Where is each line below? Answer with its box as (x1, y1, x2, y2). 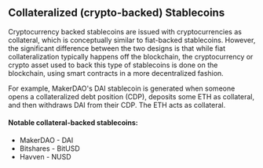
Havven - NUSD (19, 152, 72, 162)
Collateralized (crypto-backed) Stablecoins (8, 6, 225, 20)
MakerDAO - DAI (19, 136, 74, 145)
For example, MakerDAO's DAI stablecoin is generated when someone (8, 84, 236, 93)
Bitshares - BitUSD (19, 144, 80, 153)
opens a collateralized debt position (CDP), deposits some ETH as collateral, (8, 91, 255, 101)
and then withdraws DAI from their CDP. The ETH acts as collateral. (8, 100, 226, 109)
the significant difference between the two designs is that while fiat (8, 43, 226, 53)
